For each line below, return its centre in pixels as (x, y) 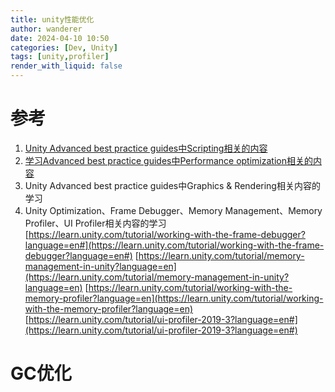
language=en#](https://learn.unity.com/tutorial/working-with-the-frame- (174, 245)
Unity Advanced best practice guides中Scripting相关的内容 (146, 148)
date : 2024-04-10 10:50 (60, 38)
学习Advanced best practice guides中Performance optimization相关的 (168, 160)
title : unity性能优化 (52, 19)
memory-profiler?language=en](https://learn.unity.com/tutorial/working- (174, 298)
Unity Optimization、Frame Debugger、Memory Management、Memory (173, 210)
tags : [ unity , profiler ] (60, 57)
